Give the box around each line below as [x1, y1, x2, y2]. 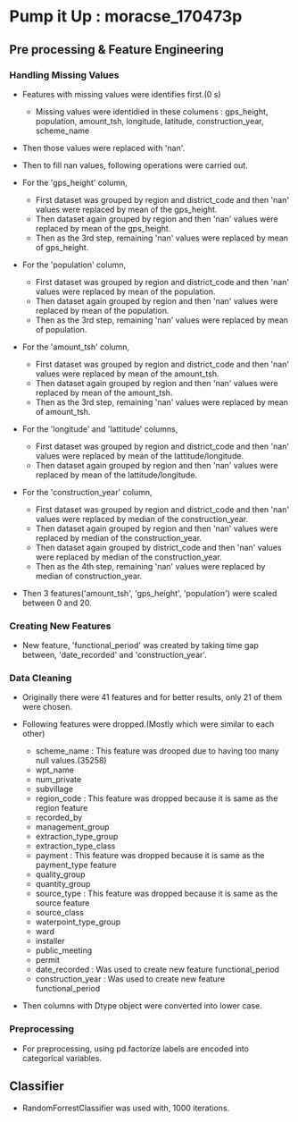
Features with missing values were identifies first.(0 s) [21, 89, 221, 99]
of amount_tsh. [35, 406, 91, 417]
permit [35, 955, 61, 966]
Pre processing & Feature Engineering [9, 42, 225, 57]
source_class [35, 907, 85, 918]
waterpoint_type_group [35, 916, 121, 927]
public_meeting [35, 945, 93, 956]
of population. [35, 324, 87, 334]
